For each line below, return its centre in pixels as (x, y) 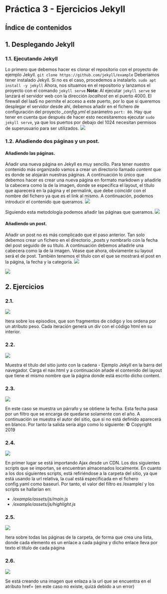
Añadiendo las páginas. (30, 153)
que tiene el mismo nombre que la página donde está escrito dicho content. (83, 375)
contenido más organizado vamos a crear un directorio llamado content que (83, 169)
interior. (13, 332)
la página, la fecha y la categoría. (39, 262)
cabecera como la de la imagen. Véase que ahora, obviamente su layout (79, 251)
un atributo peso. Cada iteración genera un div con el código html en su (79, 326)
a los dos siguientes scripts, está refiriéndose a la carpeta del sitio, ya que (82, 473)
